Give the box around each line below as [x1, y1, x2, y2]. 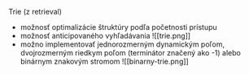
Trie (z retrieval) [8, 7, 63, 16]
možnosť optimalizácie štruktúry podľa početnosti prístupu [20, 23, 217, 31]
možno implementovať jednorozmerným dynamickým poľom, [20, 39, 225, 49]
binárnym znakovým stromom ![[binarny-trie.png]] [20, 56, 189, 66]
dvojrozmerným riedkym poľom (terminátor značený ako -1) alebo [20, 48, 242, 57]
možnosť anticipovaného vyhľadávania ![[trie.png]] [20, 31, 191, 40]
